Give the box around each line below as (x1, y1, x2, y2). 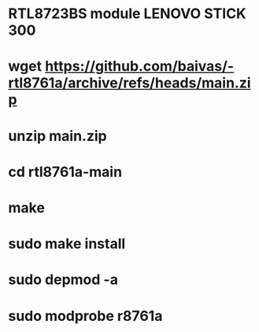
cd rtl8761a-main (8, 163, 123, 181)
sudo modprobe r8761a (8, 307, 163, 325)
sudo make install (8, 235, 126, 253)
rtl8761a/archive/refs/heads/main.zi (8, 74, 251, 92)
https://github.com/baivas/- (44, 57, 235, 76)
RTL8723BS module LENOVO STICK (8, 5, 246, 23)
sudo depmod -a (8, 271, 118, 289)
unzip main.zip (8, 127, 108, 145)
